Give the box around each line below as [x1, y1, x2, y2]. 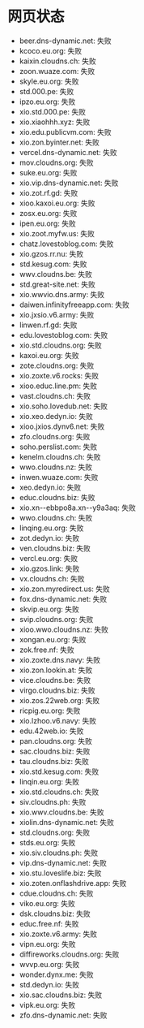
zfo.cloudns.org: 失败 [19, 431, 91, 441]
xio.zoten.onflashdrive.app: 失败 [19, 878, 127, 888]
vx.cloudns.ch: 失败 [19, 573, 85, 583]
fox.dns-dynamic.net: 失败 [19, 594, 108, 603]
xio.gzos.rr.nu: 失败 [19, 248, 84, 258]
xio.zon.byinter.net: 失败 [19, 137, 100, 147]
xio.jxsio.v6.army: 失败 [19, 309, 95, 319]
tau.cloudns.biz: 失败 [19, 756, 90, 766]
